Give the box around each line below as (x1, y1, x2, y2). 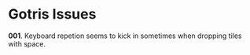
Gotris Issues (8, 5, 97, 23)
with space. (8, 39, 46, 48)
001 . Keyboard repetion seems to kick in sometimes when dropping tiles (8, 31, 242, 40)
